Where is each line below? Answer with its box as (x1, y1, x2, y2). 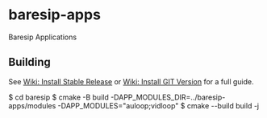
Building (8, 55, 51, 69)
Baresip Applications (8, 32, 77, 42)
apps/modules (8, 100, 56, 110)
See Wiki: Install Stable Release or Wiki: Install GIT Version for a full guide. (8, 76, 254, 86)
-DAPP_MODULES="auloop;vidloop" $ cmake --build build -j (57, 100, 260, 110)
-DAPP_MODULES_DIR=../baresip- (110, 92, 226, 102)
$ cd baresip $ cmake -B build (8, 92, 109, 102)
